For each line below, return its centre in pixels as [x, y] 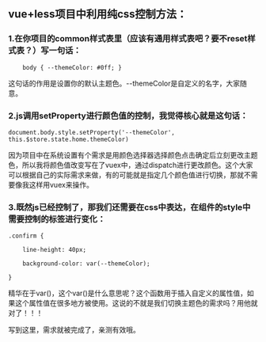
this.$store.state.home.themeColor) [68, 139]
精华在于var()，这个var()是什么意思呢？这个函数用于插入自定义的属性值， [128, 293]
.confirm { [26, 236]
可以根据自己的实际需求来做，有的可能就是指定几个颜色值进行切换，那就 [126, 175]
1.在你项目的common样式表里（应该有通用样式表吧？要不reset [128, 39]
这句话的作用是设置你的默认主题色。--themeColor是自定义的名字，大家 [124, 83]
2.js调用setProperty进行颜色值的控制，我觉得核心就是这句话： [128, 116]
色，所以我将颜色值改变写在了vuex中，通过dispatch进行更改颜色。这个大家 [131, 165]
